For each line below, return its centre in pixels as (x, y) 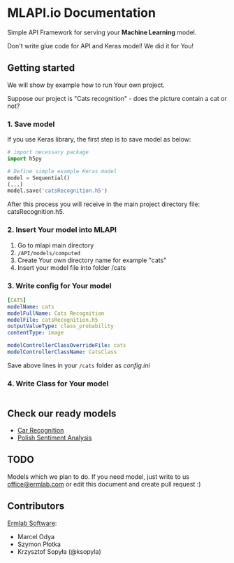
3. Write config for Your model (59, 285)
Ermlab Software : (32, 523)
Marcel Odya (36, 536)
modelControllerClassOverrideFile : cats (67, 346)
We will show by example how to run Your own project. (86, 85)
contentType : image (36, 333)
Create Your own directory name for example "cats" (92, 260)
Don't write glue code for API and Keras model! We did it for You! (101, 46)
